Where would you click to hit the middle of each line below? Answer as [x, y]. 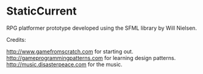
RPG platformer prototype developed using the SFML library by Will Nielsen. [101, 28]
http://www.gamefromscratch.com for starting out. [70, 51]
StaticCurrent [42, 11]
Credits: [16, 39]
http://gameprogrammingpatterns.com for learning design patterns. [91, 58]
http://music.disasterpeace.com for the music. [65, 64]
